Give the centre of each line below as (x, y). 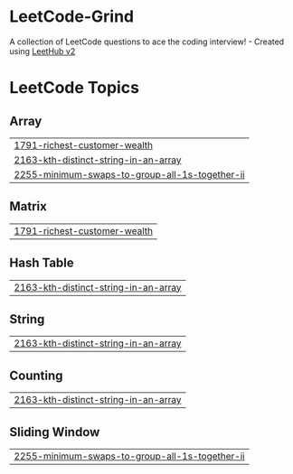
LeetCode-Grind (71, 17)
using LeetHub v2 (43, 51)
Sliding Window (55, 432)
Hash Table (42, 263)
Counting (36, 375)
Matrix (28, 206)
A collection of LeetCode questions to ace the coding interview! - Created (147, 42)
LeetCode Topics (75, 88)
